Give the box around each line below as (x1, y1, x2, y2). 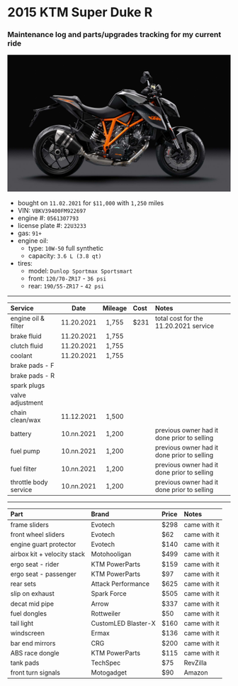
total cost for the (154, 314, 203, 323)
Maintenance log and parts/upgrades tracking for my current (7, 30, 222, 40)
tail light (10, 619, 34, 628)
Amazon (183, 668, 208, 677)
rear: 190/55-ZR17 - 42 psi (28, 281, 105, 290)
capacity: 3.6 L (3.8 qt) (28, 251, 102, 260)
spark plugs (10, 381, 45, 389)
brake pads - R (10, 371, 55, 380)
